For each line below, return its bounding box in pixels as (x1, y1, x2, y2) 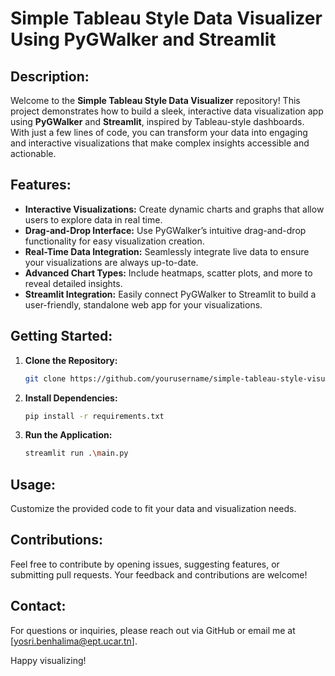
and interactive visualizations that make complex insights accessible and (10, 137, 310, 149)
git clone (24, 373, 67, 384)
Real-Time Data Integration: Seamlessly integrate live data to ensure (24, 245, 310, 257)
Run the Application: (24, 429, 113, 441)
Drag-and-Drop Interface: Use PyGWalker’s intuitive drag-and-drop (24, 224, 307, 236)
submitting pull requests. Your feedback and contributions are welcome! (10, 568, 308, 581)
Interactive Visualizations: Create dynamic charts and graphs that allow (24, 203, 325, 215)
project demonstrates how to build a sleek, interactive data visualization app (10, 105, 324, 117)
